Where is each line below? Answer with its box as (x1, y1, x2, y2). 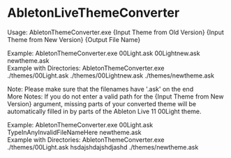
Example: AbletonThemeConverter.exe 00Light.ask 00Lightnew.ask (7, 49, 200, 57)
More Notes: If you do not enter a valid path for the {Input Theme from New (7, 92, 224, 101)
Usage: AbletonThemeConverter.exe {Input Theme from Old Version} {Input (7, 28, 225, 36)
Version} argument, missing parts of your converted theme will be (7, 99, 197, 108)
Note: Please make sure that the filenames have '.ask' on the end (7, 85, 194, 93)
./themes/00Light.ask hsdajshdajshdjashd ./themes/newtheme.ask (7, 143, 199, 151)
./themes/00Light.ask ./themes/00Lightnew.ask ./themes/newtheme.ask (7, 71, 215, 80)
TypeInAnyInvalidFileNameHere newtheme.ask (7, 128, 142, 136)
